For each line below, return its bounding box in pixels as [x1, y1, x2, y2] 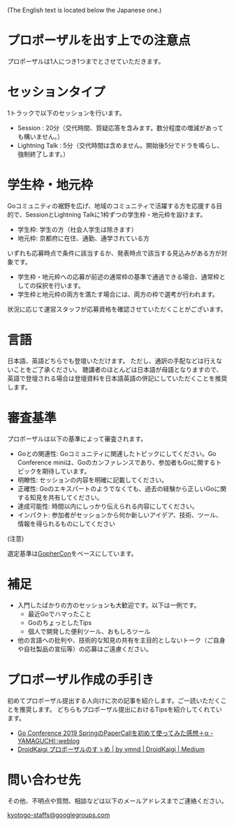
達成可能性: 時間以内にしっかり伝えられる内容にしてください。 [17, 502, 198, 510]
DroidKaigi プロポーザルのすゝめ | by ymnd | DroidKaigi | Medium [17, 745, 205, 753]
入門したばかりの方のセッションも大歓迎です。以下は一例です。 [17, 600, 200, 609]
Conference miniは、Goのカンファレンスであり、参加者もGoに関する [17, 458, 216, 467]
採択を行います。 [36, 281, 85, 289]
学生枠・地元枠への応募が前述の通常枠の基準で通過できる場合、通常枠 [17, 273, 220, 281]
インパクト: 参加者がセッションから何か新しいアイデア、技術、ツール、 [17, 511, 222, 519]
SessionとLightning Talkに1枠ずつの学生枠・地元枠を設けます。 [25, 210, 207, 219]
